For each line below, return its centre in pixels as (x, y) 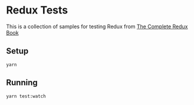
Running (22, 83)
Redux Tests (37, 10)
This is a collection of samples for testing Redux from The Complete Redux (97, 26)
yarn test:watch (26, 96)
